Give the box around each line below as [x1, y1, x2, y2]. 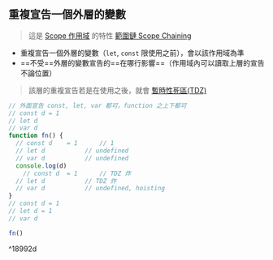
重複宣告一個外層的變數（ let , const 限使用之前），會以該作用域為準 [19, 48, 245, 58]
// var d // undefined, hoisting [15, 185, 165, 193]
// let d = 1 [8, 207, 53, 215]
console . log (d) [15, 161, 67, 170]
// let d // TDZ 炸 [15, 177, 117, 185]
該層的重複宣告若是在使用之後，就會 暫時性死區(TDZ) [28, 85, 207, 95]
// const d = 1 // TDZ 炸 [23, 169, 132, 177]
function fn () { [8, 132, 63, 140]
